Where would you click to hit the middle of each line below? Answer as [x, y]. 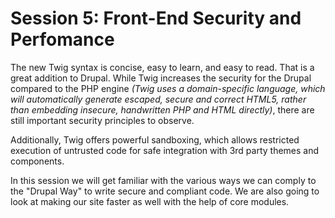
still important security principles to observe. [102, 120]
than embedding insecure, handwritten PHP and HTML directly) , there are [162, 109]
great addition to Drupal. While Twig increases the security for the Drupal [161, 78]
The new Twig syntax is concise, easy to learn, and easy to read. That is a [162, 67]
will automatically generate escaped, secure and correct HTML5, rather [158, 99]
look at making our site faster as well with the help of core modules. [150, 201]
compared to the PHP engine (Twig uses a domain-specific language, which [168, 88]
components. [37, 161]
